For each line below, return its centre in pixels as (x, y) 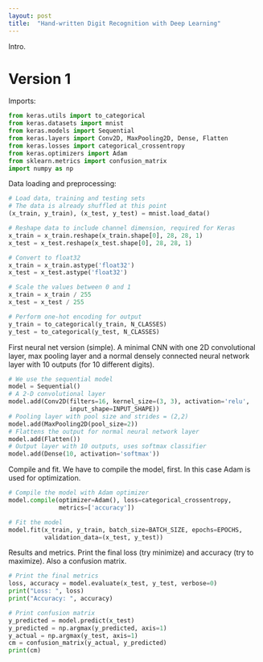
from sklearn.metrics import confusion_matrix (88, 161)
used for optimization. (45, 478)
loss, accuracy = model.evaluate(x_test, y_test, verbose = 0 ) (113, 584)
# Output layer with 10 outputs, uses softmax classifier (107, 447)
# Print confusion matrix (51, 613)
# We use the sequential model (61, 379)
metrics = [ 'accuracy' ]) (97, 508)
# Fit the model (35, 522)
